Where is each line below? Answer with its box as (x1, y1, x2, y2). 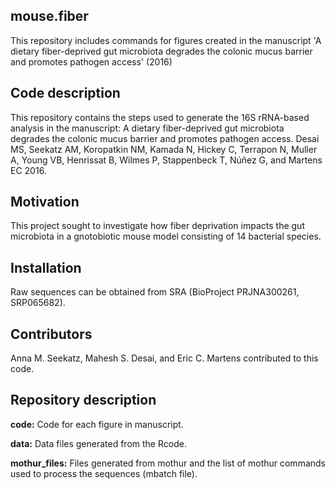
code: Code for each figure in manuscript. (10, 418, 184, 430)
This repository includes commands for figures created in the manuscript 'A (10, 34, 322, 46)
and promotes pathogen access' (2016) (10, 55, 173, 68)
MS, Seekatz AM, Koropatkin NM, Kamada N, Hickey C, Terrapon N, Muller (10, 143, 318, 155)
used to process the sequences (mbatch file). (10, 467, 198, 479)
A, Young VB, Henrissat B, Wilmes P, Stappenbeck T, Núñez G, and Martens (10, 154, 323, 166)
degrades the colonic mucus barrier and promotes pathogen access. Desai (10, 132, 320, 144)
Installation (10, 259, 82, 276)
